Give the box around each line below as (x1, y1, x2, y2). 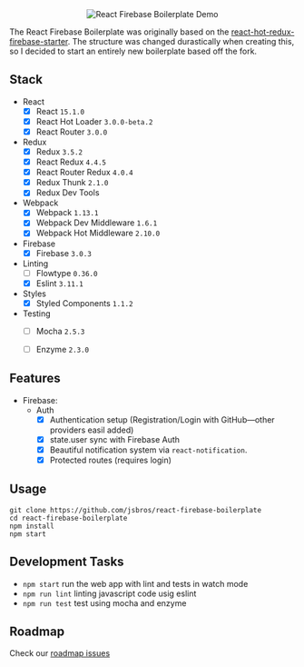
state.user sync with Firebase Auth (49, 433, 180, 444)
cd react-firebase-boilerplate (9, 513, 128, 523)
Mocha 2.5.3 (35, 325, 85, 336)
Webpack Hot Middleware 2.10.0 (35, 227, 161, 239)
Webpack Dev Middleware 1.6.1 (35, 217, 158, 228)
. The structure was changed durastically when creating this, (67, 36, 295, 46)
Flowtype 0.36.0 (35, 267, 98, 278)
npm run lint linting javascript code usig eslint (22, 588, 197, 599)
